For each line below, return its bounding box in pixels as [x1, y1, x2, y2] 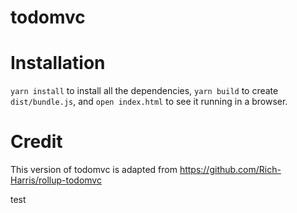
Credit [10, 131, 63, 153]
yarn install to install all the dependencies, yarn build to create [10, 85, 279, 97]
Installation [10, 52, 106, 75]
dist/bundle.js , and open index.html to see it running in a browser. [10, 96, 288, 108]
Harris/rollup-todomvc [10, 174, 102, 186]
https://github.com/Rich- [179, 164, 282, 176]
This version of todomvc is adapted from [10, 164, 178, 176]
